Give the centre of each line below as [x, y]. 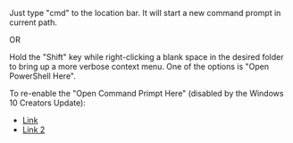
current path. [33, 22]
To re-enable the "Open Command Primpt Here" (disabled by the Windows [146, 93]
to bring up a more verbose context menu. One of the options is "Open [139, 67]
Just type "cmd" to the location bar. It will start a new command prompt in [145, 13]
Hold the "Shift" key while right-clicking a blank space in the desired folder [146, 57]
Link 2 [33, 130]
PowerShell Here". [42, 76]
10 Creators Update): [48, 103]
